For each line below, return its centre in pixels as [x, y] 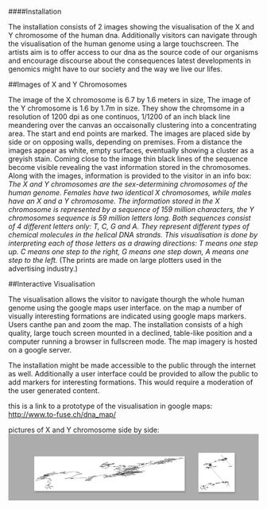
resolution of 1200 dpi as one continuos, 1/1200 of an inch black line [119, 117]
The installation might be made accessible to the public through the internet [132, 365]
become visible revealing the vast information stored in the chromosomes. [130, 167]
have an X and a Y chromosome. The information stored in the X [114, 201]
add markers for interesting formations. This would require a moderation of [131, 382]
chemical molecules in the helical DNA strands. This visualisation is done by [133, 235]
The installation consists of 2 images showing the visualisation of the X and [131, 27]
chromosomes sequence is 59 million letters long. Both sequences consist [130, 218]
